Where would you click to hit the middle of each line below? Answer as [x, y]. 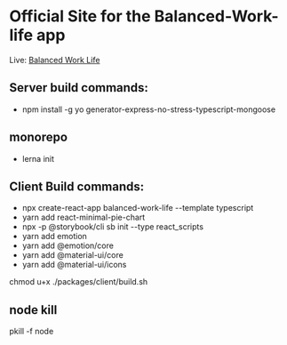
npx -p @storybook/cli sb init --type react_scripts [113, 227]
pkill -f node [32, 332]
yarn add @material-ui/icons [74, 265]
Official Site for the [80, 16]
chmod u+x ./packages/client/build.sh [79, 282]
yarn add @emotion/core [68, 245]
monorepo [39, 137]
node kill [33, 310]
